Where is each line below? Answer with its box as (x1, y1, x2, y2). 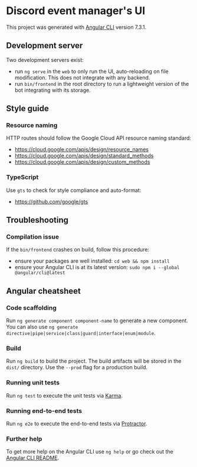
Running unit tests (6, 379, 60, 387)
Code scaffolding (6, 303, 57, 312)
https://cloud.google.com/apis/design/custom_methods (14, 158, 150, 165)
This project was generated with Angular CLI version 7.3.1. (6, 24, 147, 31)
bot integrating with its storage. (14, 87, 91, 94)
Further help (6, 435, 42, 443)
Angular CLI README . (6, 455, 60, 462)
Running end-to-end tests (6, 406, 83, 415)
